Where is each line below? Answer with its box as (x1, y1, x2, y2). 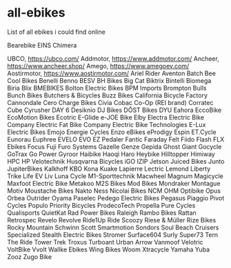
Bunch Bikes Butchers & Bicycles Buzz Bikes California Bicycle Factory (7, 91, 208, 99)
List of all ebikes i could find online (7, 28, 106, 36)
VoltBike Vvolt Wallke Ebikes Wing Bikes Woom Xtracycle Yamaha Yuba (7, 245, 210, 253)
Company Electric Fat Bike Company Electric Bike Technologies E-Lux (7, 120, 206, 128)
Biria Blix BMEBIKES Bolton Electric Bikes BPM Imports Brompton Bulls (7, 84, 207, 92)
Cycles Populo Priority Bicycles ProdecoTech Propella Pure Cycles (7, 201, 196, 209)
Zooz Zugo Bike (7, 252, 52, 260)
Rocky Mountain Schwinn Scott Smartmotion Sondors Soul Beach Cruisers (7, 223, 219, 231)
